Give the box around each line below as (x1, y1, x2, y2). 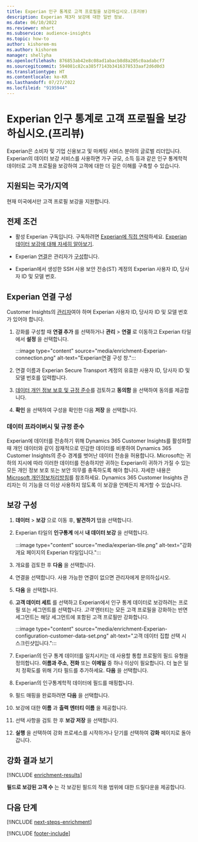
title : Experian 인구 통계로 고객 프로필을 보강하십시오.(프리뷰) (6, 8, 148, 15)
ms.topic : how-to (6, 36, 49, 42)
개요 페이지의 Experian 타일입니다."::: (15, 549, 102, 556)
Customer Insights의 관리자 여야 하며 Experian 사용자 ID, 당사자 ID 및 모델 (6, 308, 177, 316)
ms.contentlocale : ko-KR (6, 74, 68, 80)
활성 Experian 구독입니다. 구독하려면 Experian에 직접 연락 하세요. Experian (15, 233, 187, 240)
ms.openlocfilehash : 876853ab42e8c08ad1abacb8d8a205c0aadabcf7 (6, 58, 165, 63)
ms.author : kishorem (6, 47, 58, 53)
